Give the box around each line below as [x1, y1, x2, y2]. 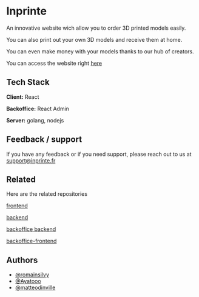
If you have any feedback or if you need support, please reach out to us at [6, 150, 192, 158]
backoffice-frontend [6, 238, 57, 245]
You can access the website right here [6, 59, 103, 67]
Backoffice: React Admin [6, 105, 70, 112]
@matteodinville [15, 284, 56, 292]
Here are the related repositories [6, 190, 88, 198]
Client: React [6, 93, 39, 101]
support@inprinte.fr [6, 156, 56, 164]
